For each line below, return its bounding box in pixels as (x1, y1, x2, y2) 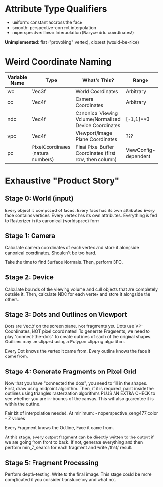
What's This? (82, 77, 114, 83)
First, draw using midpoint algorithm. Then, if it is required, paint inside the (5, 386, 154, 391)
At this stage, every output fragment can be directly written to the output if (5, 434, 154, 440)
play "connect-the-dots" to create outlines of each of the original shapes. (5, 334, 152, 340)
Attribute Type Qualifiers (5, 3, 107, 15)
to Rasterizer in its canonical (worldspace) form (5, 217, 100, 224)
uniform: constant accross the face (12, 19, 82, 25)
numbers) (32, 156, 54, 162)
